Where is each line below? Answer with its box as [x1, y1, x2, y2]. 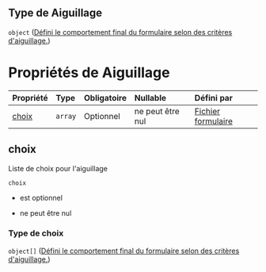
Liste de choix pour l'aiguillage [8, 163, 108, 173]
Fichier [194, 105, 220, 117]
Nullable [134, 92, 167, 103]
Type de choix [8, 228, 64, 239]
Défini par [194, 92, 234, 103]
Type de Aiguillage [8, 6, 103, 20]
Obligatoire [84, 92, 127, 103]
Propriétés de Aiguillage [8, 63, 170, 82]
